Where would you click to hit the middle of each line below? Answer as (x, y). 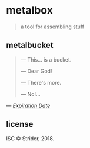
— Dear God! (36, 71)
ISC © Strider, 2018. (30, 138)
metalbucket (30, 45)
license (20, 124)
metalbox (29, 10)
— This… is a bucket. (46, 59)
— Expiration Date (28, 105)
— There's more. (41, 82)
